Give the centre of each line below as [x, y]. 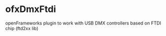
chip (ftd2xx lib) [22, 28]
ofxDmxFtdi [31, 9]
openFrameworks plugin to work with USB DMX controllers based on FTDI [83, 23]
